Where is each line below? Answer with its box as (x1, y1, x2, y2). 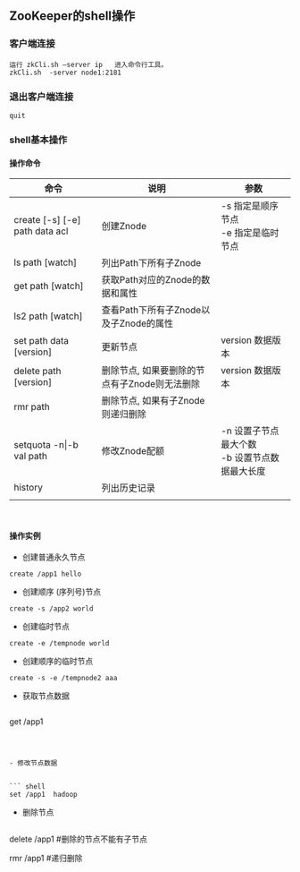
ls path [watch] (13, 256, 78, 269)
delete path (13, 365, 62, 378)
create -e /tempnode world (9, 639, 110, 648)
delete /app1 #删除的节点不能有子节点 (9, 834, 147, 844)
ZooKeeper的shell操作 (9, 8, 136, 24)
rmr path (13, 401, 51, 414)
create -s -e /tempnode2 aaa (9, 674, 118, 683)
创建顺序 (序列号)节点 (21, 586, 101, 597)
